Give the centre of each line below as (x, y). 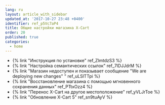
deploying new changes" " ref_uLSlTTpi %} (56, 76)
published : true (22, 37)
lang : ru (14, 10)
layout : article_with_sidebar (36, 14)
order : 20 (15, 33)
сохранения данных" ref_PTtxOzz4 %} (52, 86)
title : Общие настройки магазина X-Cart (47, 28)
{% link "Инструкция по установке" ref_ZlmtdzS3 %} (67, 60)
